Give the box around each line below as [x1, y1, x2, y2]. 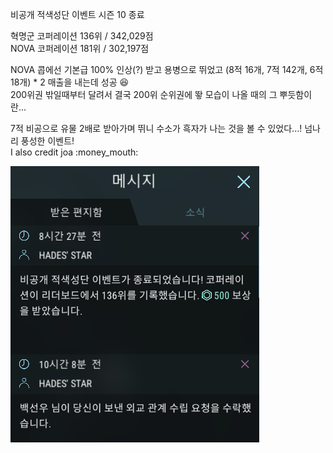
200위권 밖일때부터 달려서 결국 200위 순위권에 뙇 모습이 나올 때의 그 [10, 89, 278, 100]
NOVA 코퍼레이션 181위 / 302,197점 [10, 43, 150, 54]
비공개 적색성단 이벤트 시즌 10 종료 [10, 9, 145, 20]
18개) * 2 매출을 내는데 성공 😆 [10, 76, 130, 88]
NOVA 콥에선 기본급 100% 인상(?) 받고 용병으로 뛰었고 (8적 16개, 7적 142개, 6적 [10, 64, 324, 75]
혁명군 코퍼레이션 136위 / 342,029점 [10, 30, 154, 42]
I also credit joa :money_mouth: [10, 146, 139, 158]
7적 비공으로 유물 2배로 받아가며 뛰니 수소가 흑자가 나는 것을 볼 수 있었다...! [10, 123, 303, 134]
